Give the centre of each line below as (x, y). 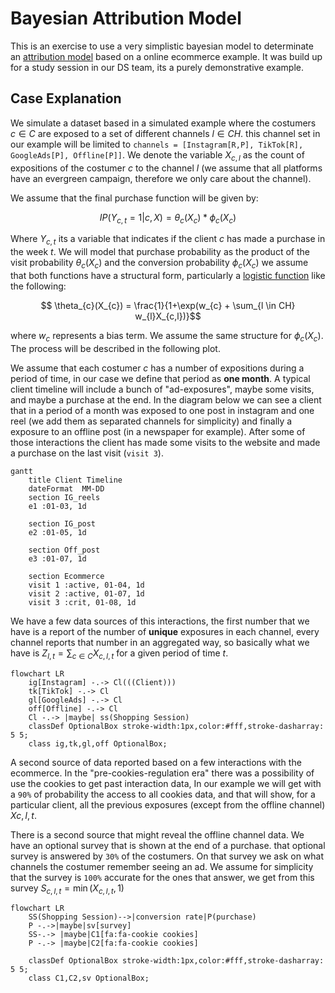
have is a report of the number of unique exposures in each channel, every (165, 631)
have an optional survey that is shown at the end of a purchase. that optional (168, 845)
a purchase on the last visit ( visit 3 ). (87, 453)
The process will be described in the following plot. (115, 348)
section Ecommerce (66, 576)
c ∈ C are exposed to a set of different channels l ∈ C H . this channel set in (165, 133)
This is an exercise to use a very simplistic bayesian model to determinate (162, 46)
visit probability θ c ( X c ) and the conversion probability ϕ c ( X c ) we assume (159, 264)
